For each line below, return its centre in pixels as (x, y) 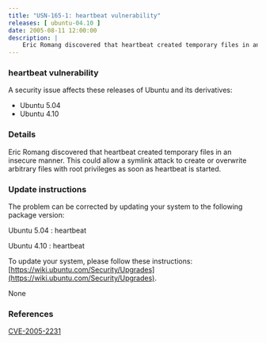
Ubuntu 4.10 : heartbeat (46, 246)
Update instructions (47, 189)
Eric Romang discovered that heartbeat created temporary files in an (120, 152)
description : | (33, 38)
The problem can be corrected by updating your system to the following (125, 206)
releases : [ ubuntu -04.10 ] (55, 23)
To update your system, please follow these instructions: (100, 261)
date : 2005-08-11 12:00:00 (53, 30)
